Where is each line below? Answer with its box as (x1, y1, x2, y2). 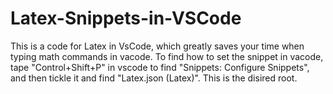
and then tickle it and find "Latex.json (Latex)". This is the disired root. (10, 72, 298, 84)
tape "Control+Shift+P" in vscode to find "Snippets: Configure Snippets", (10, 61, 310, 73)
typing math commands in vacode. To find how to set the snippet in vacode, (10, 50, 324, 62)
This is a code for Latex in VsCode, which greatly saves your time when (10, 40, 305, 52)
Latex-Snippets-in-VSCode (10, 7, 242, 30)
